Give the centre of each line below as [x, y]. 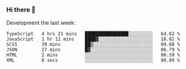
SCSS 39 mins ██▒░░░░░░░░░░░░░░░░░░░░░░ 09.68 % [93, 45]
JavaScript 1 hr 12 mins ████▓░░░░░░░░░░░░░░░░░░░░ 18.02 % [93, 39]
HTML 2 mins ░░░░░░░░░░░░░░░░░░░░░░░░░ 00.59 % [93, 55]
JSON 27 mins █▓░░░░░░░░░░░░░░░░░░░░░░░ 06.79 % [93, 50]
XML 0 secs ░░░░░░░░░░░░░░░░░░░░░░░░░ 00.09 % [93, 61]
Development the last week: [41, 23]
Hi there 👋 [21, 10]
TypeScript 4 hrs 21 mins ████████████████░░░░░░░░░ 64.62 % [93, 34]
